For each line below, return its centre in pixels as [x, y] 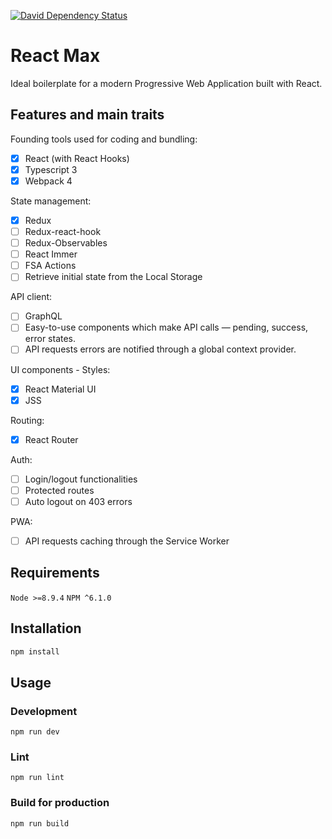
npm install [35, 651]
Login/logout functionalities [81, 479]
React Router [51, 439]
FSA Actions [50, 266]
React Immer [51, 254]
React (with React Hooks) [77, 158]
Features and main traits [87, 115]
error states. [50, 339]
